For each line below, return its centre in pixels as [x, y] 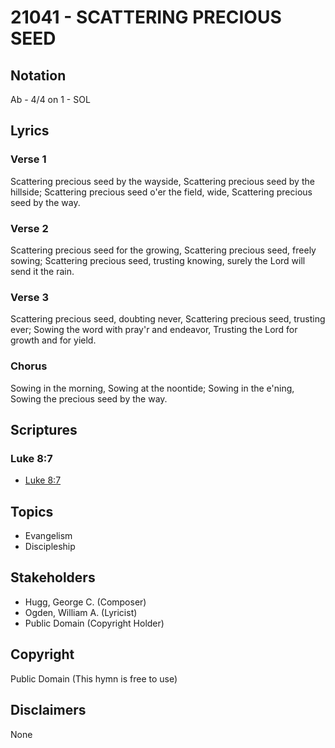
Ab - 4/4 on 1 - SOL [50, 99]
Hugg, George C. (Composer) [85, 602]
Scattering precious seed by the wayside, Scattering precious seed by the [162, 181]
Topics [32, 511]
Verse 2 [29, 228]
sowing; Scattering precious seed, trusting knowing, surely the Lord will [158, 260]
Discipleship [50, 547]
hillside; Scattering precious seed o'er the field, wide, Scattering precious [161, 192]
